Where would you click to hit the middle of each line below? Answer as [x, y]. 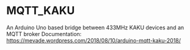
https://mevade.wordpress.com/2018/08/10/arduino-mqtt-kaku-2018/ [94, 40]
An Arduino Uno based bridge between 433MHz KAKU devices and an [95, 27]
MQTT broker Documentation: [44, 34]
